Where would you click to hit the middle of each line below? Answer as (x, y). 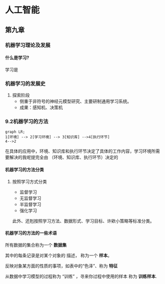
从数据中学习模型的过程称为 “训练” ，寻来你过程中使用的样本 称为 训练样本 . (81, 276)
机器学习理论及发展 (28, 45)
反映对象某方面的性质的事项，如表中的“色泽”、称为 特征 (61, 266)
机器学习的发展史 (25, 83)
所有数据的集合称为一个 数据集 (36, 245)
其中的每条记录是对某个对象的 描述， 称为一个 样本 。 (58, 255)
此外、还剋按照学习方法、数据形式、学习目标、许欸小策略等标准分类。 (83, 221)
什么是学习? (17, 58)
